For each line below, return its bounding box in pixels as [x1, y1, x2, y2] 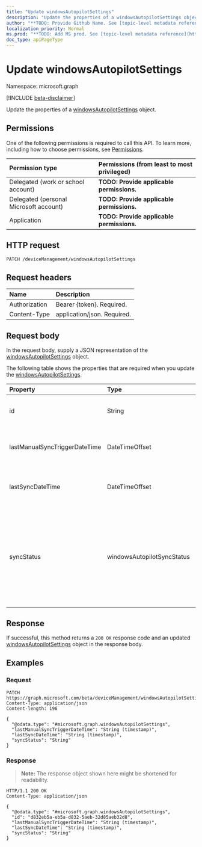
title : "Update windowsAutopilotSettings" [6, 8, 114, 15]
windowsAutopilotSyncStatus [107, 553, 191, 561]
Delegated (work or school [9, 177, 85, 186]
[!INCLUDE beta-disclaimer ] [6, 94, 75, 101]
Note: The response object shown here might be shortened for [20, 769, 177, 777]
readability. [20, 776, 49, 783]
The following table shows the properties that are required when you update [6, 365, 195, 372]
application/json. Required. [55, 310, 131, 319]
